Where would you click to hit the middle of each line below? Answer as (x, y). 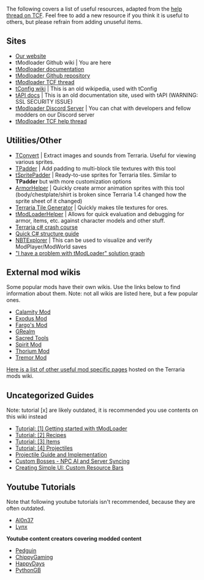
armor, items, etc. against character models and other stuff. (90, 220)
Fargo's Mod (31, 325)
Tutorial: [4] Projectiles (44, 448)
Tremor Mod (31, 358)
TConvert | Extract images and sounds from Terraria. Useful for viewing (105, 155)
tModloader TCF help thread (51, 121)
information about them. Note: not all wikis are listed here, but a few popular (102, 293)
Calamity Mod (33, 312)
